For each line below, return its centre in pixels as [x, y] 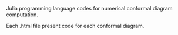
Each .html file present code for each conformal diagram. [75, 26]
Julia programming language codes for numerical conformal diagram [89, 8]
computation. [22, 15]
